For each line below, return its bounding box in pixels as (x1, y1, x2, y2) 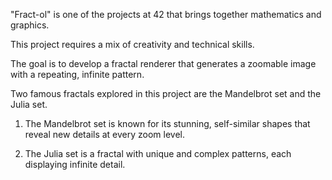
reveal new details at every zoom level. (24, 129, 186, 140)
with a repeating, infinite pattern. (10, 69, 145, 80)
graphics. (10, 19, 50, 31)
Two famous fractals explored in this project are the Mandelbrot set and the (10, 88, 322, 99)
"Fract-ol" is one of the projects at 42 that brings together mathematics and (10, 9, 322, 20)
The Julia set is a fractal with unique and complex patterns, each (24, 148, 292, 159)
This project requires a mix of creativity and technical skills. (10, 39, 255, 50)
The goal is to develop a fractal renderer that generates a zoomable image (10, 58, 317, 69)
